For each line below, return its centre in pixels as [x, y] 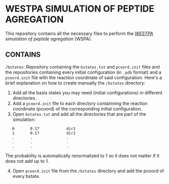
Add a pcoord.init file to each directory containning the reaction [80, 103]
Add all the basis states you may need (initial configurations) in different [88, 93]
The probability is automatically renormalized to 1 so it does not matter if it [82, 156]
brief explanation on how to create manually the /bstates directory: [75, 83]
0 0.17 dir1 [44, 129]
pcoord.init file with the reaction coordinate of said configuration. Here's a [84, 77]
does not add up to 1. [27, 161]
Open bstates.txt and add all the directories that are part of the [79, 114]
